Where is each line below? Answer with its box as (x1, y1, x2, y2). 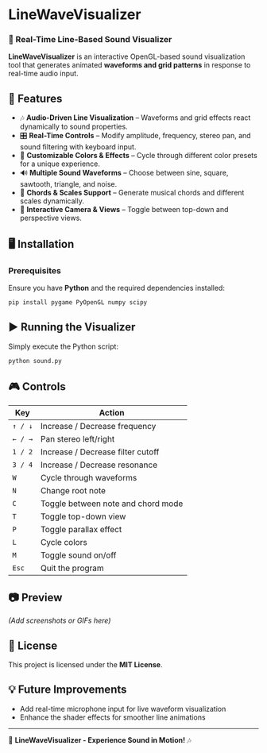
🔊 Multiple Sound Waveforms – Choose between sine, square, (19, 168, 229, 178)
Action (99, 407, 125, 419)
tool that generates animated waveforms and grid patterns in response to (8, 60, 251, 70)
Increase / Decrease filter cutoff (40, 446, 160, 458)
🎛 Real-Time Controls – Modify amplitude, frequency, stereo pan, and (19, 131, 252, 141)
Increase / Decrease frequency (40, 421, 157, 432)
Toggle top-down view (40, 511, 126, 522)
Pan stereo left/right (40, 434, 115, 445)
